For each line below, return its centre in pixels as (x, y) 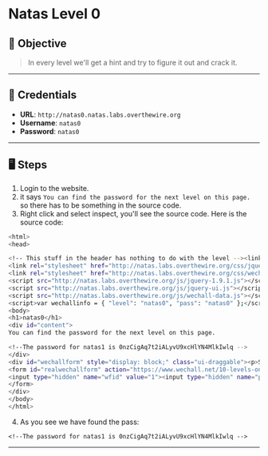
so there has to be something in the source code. (100, 205)
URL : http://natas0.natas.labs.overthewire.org (100, 114)
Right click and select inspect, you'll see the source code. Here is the (133, 213)
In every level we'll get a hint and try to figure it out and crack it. (132, 62)
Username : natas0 (50, 123)
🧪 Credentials (43, 95)
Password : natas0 (49, 131)
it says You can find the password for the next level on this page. (135, 196)
